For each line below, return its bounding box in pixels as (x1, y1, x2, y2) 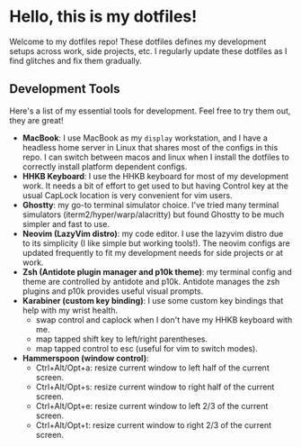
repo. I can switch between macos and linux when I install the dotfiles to (22, 151, 289, 162)
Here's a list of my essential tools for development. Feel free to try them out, (9, 105, 291, 116)
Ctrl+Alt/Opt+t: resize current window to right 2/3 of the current (35, 419, 272, 430)
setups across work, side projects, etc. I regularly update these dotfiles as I (9, 45, 288, 56)
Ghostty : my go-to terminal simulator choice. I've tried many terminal (22, 199, 279, 210)
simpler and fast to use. (22, 218, 111, 229)
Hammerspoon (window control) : (22, 352, 149, 363)
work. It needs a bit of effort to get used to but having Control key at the (22, 180, 289, 191)
